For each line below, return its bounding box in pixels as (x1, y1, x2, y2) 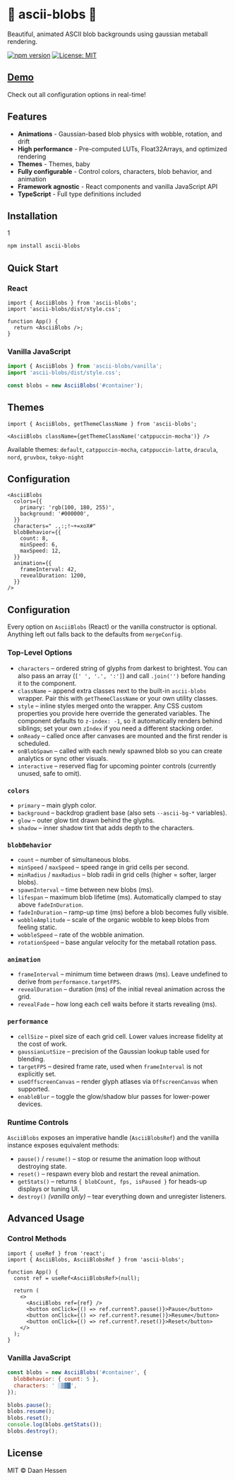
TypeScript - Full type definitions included (17, 190, 141, 198)
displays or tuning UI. (17, 1184, 80, 1194)
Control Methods (7, 1234, 67, 1244)
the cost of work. (17, 1039, 68, 1048)
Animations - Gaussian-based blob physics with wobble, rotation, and (17, 129, 222, 138)
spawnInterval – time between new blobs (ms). (17, 885, 154, 894)
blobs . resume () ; (7, 1408, 55, 1415)
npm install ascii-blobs (7, 243, 80, 250)
